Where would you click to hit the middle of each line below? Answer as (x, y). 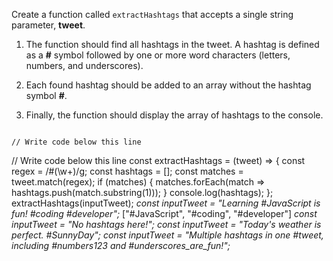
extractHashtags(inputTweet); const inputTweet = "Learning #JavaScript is (166, 203)
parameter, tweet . (48, 25)
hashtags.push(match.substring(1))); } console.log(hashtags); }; (142, 192)
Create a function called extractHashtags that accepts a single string (152, 14)
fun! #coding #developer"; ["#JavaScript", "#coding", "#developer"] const (164, 213)
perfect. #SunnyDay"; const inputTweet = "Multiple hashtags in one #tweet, (167, 235)
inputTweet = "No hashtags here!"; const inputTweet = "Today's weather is (166, 224)
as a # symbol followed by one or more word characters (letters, (158, 55)
